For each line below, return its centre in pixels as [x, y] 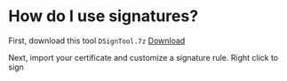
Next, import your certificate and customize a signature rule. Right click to [143, 57]
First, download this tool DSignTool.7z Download [97, 40]
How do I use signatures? [104, 16]
